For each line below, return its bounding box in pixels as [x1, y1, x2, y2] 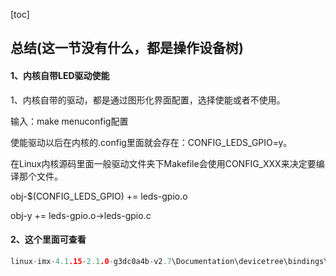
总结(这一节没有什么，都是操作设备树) [10, 40, 244, 57]
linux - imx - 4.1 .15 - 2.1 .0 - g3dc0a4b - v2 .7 [10, 256, 172, 266]
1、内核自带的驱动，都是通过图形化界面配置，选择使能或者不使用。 [10, 94, 286, 106]
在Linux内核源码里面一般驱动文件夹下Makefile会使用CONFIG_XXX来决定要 [10, 157, 317, 169]
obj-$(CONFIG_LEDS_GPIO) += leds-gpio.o [10, 190, 188, 202]
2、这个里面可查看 [10, 234, 87, 246]
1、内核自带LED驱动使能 [10, 69, 110, 81]
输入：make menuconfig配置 [10, 115, 129, 127]
